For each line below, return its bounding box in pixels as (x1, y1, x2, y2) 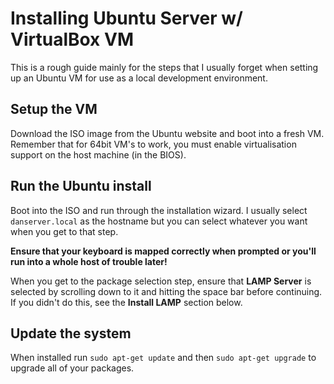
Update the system (10, 325, 132, 342)
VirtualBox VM (10, 28, 134, 51)
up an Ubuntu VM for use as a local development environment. (10, 72, 268, 84)
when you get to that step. (10, 225, 119, 237)
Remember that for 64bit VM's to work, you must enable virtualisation (10, 138, 297, 150)
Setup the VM (10, 101, 98, 118)
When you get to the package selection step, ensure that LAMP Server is (10, 275, 312, 287)
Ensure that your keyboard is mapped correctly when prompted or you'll (10, 245, 317, 257)
